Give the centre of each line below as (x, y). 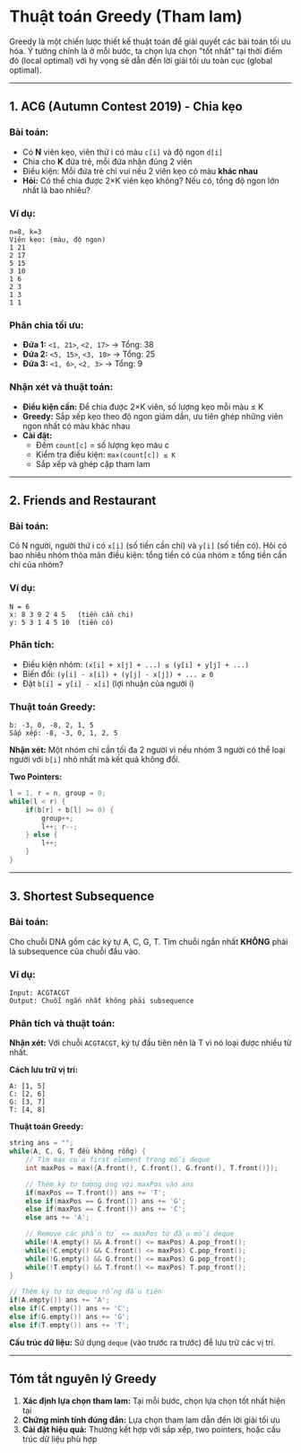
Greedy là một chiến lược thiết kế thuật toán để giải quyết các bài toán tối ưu (150, 41)
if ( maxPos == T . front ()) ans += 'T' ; (96, 1193)
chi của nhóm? (37, 565)
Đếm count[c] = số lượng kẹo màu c (103, 445)
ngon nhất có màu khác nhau (76, 426)
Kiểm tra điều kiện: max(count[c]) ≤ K (106, 454)
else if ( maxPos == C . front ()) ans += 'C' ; (106, 1210)
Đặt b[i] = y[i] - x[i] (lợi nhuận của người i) (108, 683)
